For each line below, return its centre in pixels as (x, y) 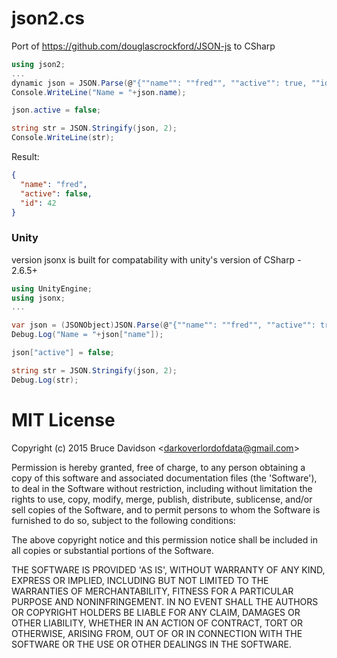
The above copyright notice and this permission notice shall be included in (164, 539)
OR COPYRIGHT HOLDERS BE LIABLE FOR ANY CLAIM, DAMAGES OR (156, 612)
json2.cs (48, 18)
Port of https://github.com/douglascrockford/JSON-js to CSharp (143, 46)
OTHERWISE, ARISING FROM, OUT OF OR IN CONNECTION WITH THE (157, 633)
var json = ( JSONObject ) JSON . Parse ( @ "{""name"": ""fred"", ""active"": (163, 325)
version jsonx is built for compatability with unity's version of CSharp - (156, 259)
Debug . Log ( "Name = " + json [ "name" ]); (87, 335)
